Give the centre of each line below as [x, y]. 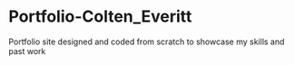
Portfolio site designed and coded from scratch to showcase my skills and [147, 42]
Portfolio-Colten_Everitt [100, 17]
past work [27, 51]
